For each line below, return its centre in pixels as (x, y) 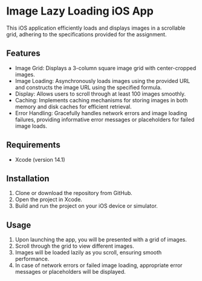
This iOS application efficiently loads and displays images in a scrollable (96, 28)
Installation (28, 178)
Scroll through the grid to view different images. (74, 246)
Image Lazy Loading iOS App (80, 11)
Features (23, 54)
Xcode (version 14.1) (40, 159)
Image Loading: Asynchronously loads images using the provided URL (103, 81)
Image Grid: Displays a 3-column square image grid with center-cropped (106, 68)
